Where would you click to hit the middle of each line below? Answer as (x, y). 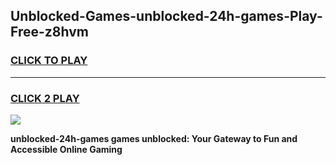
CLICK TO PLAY (49, 61)
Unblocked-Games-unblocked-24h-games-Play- (166, 16)
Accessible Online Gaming (66, 149)
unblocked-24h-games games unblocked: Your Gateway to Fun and (154, 138)
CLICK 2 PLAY (45, 98)
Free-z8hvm (49, 32)
